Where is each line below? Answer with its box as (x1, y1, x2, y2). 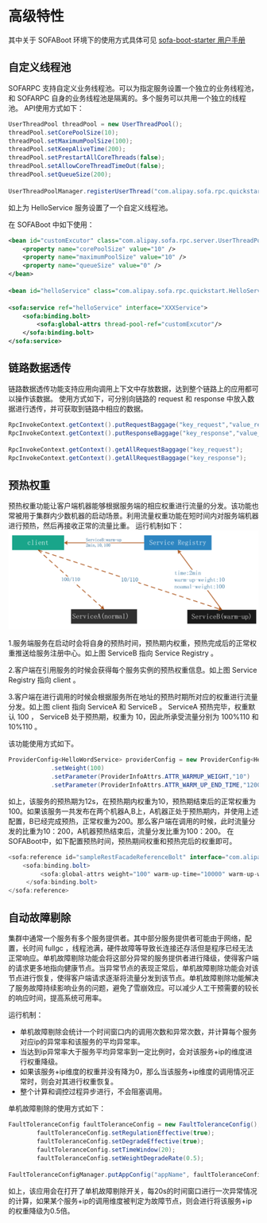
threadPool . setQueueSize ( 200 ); (8, 170, 112, 178)
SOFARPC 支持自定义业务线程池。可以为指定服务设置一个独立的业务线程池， (8, 83, 258, 92)
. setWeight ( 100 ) (50, 764, 105, 772)
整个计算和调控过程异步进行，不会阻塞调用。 (19, 1087, 167, 1096)
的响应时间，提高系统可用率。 (8, 993, 106, 1003)
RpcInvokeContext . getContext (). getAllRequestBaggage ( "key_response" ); (8, 455, 247, 463)
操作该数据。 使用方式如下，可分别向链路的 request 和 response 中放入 (14, 393, 248, 403)
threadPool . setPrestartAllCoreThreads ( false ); (8, 154, 165, 162)
